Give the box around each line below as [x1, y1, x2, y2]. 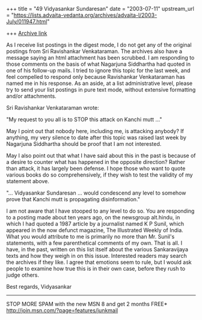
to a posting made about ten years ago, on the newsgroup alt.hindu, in [6, 214, 180, 221]
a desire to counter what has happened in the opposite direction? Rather [6, 158, 185, 165]
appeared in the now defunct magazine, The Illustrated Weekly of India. [6, 227, 183, 234]
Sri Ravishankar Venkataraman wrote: [6, 104, 99, 111]
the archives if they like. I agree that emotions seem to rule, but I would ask [6, 259, 192, 266]
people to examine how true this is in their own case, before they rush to [6, 265, 185, 272]
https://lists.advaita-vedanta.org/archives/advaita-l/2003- [13, 11, 158, 19]
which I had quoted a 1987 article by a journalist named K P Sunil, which [6, 220, 185, 227]
